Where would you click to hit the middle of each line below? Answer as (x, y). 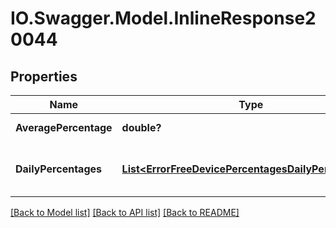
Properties (44, 76)
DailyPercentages (58, 169)
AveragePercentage (64, 127)
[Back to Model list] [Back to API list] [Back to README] (125, 212)
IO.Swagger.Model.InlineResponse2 (163, 18)
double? (141, 127)
